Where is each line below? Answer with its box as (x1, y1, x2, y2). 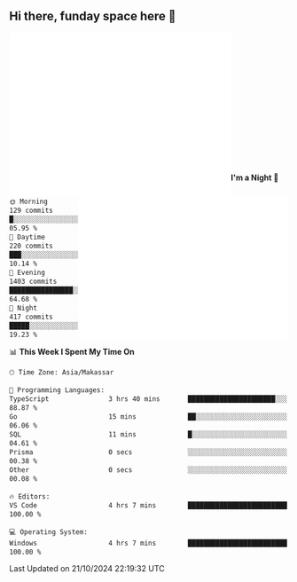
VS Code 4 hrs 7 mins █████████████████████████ (9, 500, 288, 510)
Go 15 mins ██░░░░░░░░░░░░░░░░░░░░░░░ (9, 412, 288, 421)
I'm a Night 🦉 (231, 172, 279, 183)
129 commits (9, 206, 53, 215)
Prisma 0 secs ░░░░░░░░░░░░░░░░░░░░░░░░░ (9, 447, 288, 457)
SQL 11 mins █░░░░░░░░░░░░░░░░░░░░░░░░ (9, 429, 288, 439)
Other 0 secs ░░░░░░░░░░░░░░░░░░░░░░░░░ (9, 465, 288, 475)
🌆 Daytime (9, 232, 46, 241)
